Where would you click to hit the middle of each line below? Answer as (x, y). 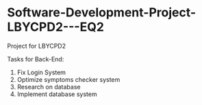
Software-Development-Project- (102, 13)
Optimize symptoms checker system (68, 79)
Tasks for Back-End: (36, 59)
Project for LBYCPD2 (37, 46)
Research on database (49, 87)
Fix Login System (41, 72)
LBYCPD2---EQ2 (56, 27)
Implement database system (57, 94)
